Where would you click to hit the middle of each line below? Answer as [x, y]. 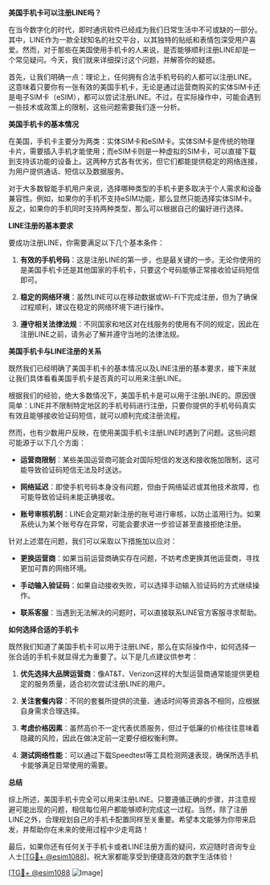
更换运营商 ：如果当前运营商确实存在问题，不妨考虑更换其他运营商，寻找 [139, 558]
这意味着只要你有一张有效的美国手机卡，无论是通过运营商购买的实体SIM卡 [131, 87]
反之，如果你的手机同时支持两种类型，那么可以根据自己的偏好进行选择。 [128, 209]
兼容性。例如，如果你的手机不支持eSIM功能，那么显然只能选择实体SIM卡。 [132, 199]
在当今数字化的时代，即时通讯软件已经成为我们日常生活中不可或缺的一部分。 [135, 30]
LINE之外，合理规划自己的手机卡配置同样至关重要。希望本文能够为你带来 [129, 819]
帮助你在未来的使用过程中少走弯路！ [89, 830]
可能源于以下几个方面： [47, 442]
